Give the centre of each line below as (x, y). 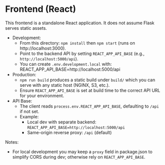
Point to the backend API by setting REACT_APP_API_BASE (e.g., (82, 54)
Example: (29, 116)
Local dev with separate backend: (62, 122)
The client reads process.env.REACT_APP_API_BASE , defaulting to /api (89, 106)
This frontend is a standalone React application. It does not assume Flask (80, 23)
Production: (24, 74)
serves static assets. (26, 28)
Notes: (12, 142)
